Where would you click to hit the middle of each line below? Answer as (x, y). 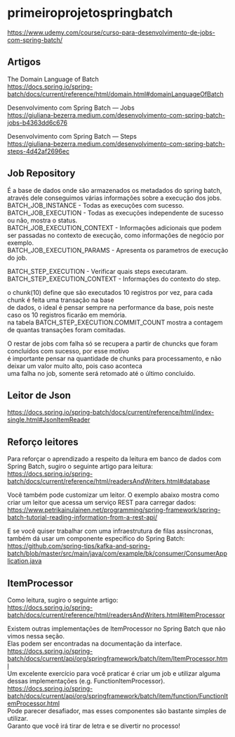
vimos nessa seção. (36, 636)
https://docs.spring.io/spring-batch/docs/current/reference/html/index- (111, 412)
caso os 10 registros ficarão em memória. (67, 315)
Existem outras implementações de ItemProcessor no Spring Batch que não (116, 629)
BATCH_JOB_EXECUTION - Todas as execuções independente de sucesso (115, 213)
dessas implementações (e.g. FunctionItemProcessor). (86, 681)
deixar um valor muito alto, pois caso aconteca (75, 366)
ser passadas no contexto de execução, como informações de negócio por (116, 235)
